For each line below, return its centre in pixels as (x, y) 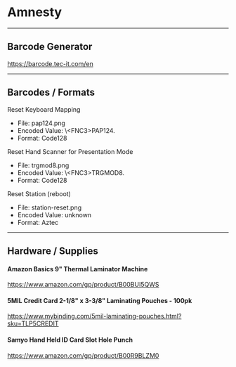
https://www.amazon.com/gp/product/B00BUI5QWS (83, 285)
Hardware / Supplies (53, 251)
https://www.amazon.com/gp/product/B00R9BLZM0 (83, 355)
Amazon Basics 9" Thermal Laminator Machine (78, 269)
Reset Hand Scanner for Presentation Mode (70, 151)
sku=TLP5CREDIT (33, 323)
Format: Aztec (38, 222)
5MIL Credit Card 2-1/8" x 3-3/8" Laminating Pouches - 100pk (100, 300)
